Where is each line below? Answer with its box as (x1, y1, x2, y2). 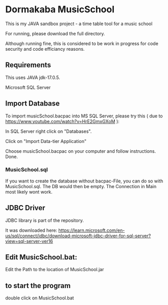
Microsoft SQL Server (5, 84, 51, 90)
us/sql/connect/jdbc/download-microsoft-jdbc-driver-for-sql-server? (5, 232, 151, 239)
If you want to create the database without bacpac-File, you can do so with (5, 178, 163, 184)
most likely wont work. (5, 189, 53, 195)
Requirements (5, 60, 51, 70)
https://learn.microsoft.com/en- (58, 227, 125, 233)
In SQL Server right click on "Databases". (5, 128, 92, 134)
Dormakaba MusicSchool (5, 4, 115, 15)
